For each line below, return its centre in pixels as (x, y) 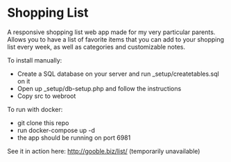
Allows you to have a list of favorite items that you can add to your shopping (115, 39)
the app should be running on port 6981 (74, 138)
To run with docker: (35, 109)
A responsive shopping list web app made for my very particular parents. (111, 32)
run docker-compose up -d (56, 130)
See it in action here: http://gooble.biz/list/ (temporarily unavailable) (104, 151)
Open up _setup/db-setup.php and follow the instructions (99, 88)
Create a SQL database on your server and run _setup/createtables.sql (118, 74)
